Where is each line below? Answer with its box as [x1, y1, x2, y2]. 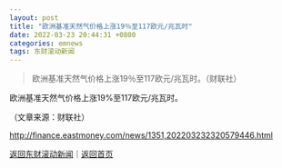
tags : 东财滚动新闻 [9, 47, 76, 56]
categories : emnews [9, 38, 84, 48]
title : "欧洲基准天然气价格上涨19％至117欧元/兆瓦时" [9, 22, 193, 31]
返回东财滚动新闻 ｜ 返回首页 [9, 149, 114, 160]
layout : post [9, 13, 59, 23]
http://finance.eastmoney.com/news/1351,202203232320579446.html [9, 130, 273, 141]
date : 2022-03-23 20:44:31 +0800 [9, 30, 136, 39]
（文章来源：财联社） [9, 112, 89, 123]
